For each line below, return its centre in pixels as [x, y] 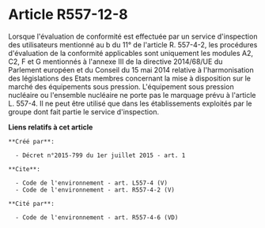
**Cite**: [25, 169]
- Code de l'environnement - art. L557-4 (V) [92, 183]
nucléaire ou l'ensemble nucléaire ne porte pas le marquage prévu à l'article [132, 95]
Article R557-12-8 [68, 15]
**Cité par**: [32, 204]
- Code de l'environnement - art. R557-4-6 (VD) [97, 217]
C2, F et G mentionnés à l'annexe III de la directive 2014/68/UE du [115, 62]
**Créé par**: [32, 141]
